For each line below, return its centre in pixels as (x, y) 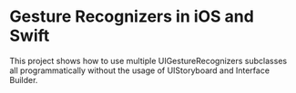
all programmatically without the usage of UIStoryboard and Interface (140, 70)
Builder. (24, 79)
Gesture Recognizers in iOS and (132, 17)
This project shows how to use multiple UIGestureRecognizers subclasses (148, 60)
